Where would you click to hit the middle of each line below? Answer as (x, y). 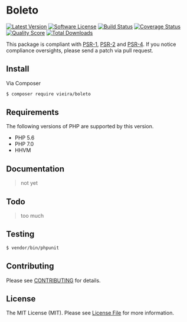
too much (32, 216)
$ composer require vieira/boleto (49, 94)
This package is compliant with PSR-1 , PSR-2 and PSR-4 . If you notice (91, 44)
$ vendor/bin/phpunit (33, 248)
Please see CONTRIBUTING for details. (54, 280)
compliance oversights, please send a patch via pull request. (80, 50)
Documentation (35, 169)
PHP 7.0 (24, 144)
